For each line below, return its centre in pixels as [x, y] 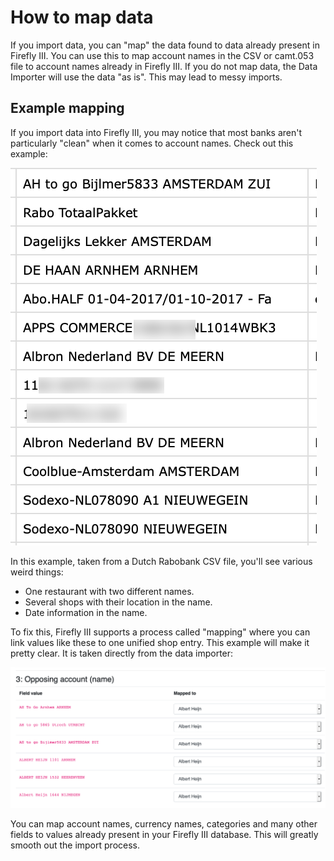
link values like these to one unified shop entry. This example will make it [160, 642]
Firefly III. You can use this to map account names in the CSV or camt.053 [162, 55]
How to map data [82, 17]
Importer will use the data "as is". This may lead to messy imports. [146, 77]
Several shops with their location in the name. [118, 602]
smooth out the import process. [75, 845]
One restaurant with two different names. [109, 591]
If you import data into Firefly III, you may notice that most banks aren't [156, 132]
